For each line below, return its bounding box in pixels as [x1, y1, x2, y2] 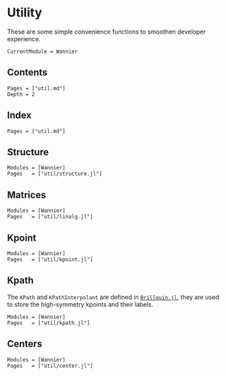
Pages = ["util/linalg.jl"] [7, 213, 94, 220]
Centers [7, 338, 42, 350]
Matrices [7, 189, 47, 200]
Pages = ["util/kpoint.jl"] [7, 256, 94, 263]
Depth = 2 [7, 91, 36, 97]
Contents [7, 67, 48, 78]
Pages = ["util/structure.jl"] [7, 170, 103, 178]
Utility [7, 5, 42, 21]
